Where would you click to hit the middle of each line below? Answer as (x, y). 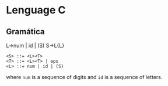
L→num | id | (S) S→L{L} (35, 45)
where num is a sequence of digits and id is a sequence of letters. (84, 77)
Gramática (25, 32)
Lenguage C (36, 10)
